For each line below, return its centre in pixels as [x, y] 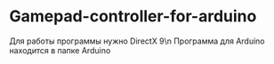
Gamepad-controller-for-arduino [133, 16]
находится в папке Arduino [60, 50]
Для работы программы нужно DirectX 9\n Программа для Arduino [137, 41]
